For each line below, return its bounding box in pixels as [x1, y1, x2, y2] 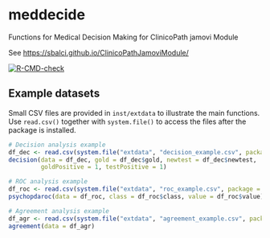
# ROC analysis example [8, 178, 88, 186]
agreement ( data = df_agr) [8, 222, 95, 230]
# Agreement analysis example [8, 207, 110, 215]
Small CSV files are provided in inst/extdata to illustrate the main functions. [8, 108, 260, 117]
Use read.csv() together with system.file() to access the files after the [8, 117, 247, 126]
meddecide [8, 6, 86, 24]
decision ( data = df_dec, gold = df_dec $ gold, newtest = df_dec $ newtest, [8, 155, 257, 164]
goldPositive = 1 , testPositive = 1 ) [40, 163, 167, 171]
